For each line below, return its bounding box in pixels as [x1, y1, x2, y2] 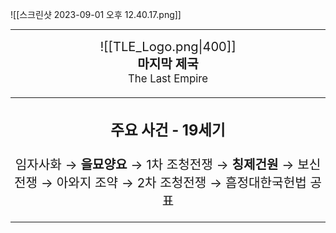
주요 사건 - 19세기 [110, 121, 226, 140]
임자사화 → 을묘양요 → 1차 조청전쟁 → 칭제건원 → [14, 156, 295, 173]
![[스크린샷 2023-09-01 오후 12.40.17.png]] [10, 9, 182, 20]
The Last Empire [127, 72, 209, 85]
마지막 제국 [137, 56, 199, 72]
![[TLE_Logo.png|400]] [99, 38, 237, 55]
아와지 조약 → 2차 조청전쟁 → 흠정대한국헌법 [56, 174, 307, 191]
